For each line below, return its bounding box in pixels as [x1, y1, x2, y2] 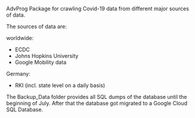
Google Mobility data [14, 59, 67, 66]
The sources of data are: [6, 23, 67, 30]
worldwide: [6, 35, 34, 41]
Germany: [6, 70, 31, 77]
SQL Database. [6, 106, 44, 113]
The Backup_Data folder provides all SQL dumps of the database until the [6, 94, 187, 100]
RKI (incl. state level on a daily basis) [14, 82, 106, 89]
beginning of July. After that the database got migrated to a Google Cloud [6, 100, 188, 107]
